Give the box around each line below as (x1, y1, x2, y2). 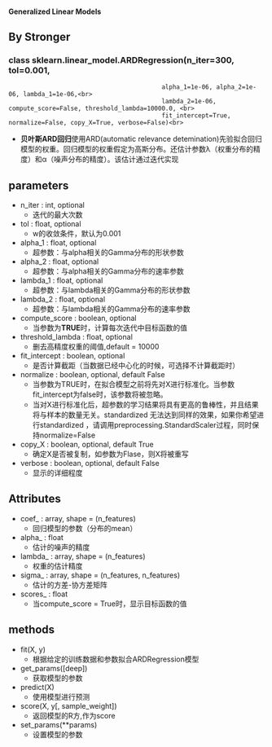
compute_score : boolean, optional (20, 314, 137, 323)
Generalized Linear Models (8, 7, 102, 16)
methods (8, 623, 55, 637)
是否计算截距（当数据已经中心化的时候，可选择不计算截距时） (32, 361, 240, 371)
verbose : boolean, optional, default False (20, 459, 160, 468)
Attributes (8, 492, 61, 506)
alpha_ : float (20, 532, 64, 542)
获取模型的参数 (32, 673, 83, 683)
